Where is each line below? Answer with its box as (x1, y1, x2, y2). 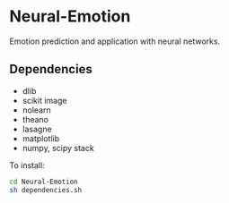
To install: (9, 159, 45, 171)
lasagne (22, 123, 52, 134)
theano (22, 114, 49, 124)
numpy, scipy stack (22, 142, 94, 153)
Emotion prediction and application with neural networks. (9, 36, 221, 47)
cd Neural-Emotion (9, 177, 78, 186)
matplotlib (22, 132, 60, 144)
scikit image (22, 95, 67, 106)
